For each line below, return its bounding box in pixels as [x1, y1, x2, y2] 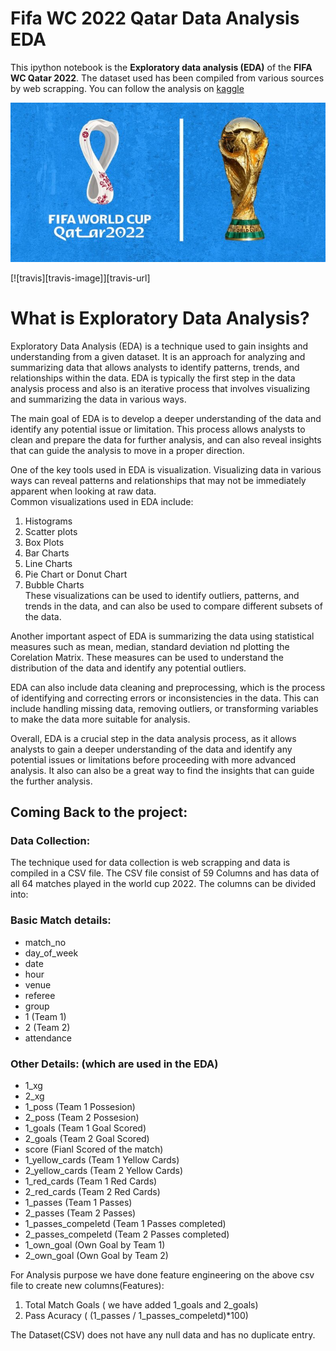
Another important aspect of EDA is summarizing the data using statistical [10, 630, 315, 642]
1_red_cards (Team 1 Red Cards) [24, 1175, 158, 1187]
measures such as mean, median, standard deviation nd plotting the [10, 640, 290, 652]
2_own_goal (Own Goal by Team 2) [24, 1250, 169, 1262]
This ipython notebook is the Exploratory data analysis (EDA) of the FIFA [10, 61, 313, 73]
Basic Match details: [10, 913, 112, 927]
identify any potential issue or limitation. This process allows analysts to [10, 423, 306, 435]
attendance [24, 1032, 72, 1044]
